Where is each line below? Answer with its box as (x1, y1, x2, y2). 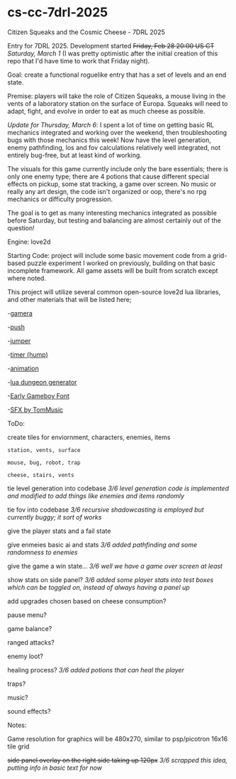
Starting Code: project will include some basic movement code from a (7, 251, 211, 259)
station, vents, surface (7, 446, 81, 453)
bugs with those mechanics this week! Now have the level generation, (7, 136, 211, 144)
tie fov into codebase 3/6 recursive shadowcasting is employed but (7, 505, 204, 514)
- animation (7, 364, 39, 372)
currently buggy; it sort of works (7, 512, 102, 521)
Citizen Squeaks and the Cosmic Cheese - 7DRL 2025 (7, 28, 165, 36)
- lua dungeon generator (7, 377, 77, 386)
